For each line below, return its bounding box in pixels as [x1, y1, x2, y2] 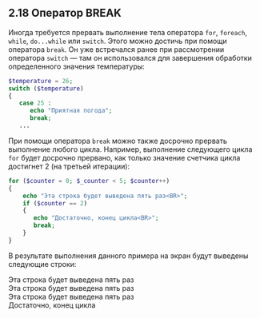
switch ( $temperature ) [8, 84, 84, 93]
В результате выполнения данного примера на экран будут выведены [8, 251, 249, 260]
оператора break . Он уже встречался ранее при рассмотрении [8, 44, 225, 54]
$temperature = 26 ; [8, 77, 74, 85]
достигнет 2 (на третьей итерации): [8, 161, 130, 171]
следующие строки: [8, 259, 77, 268]
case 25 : [18, 99, 52, 107]
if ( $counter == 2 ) [22, 199, 88, 207]
